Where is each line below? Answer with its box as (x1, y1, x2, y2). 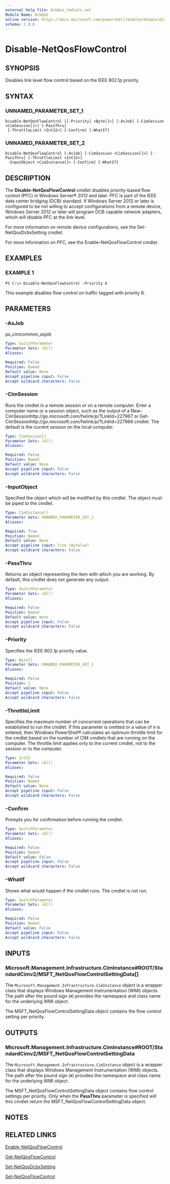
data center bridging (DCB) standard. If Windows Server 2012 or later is (5, 198, 154, 204)
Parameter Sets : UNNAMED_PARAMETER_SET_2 (5, 515, 94, 520)
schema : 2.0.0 (5, 21, 35, 27)
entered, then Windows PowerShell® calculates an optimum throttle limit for (5, 729, 163, 735)
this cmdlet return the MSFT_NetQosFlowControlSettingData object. (5, 1098, 147, 1104)
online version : (5, 17, 39, 22)
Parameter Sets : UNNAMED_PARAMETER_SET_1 (5, 662, 94, 667)
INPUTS (5, 949, 30, 958)
